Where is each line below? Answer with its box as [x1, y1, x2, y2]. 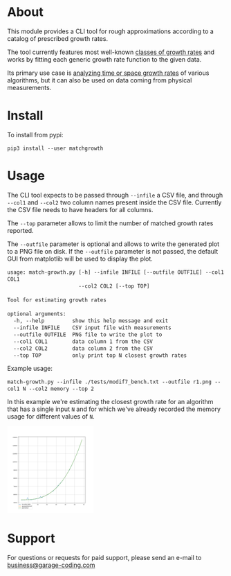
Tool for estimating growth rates [7, 296, 107, 304]
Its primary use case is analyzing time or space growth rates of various [7, 69, 210, 77]
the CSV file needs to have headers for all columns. [7, 205, 154, 213]
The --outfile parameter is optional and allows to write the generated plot [7, 240, 220, 248]
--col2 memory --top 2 [28, 385, 95, 392]
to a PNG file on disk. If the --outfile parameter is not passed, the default [7, 247, 219, 255]
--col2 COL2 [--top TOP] [78, 282, 150, 290]
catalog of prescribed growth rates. [7, 34, 109, 42]
